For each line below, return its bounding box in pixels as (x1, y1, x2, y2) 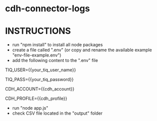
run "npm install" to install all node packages (12, 42, 103, 48)
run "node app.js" (12, 105, 48, 111)
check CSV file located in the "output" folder (12, 110, 103, 116)
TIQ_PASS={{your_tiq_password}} (5, 77, 74, 83)
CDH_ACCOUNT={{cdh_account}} (5, 86, 75, 92)
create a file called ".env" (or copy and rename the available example (12, 47, 152, 53)
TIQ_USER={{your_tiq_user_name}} (5, 67, 76, 73)
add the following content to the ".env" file (12, 58, 98, 63)
